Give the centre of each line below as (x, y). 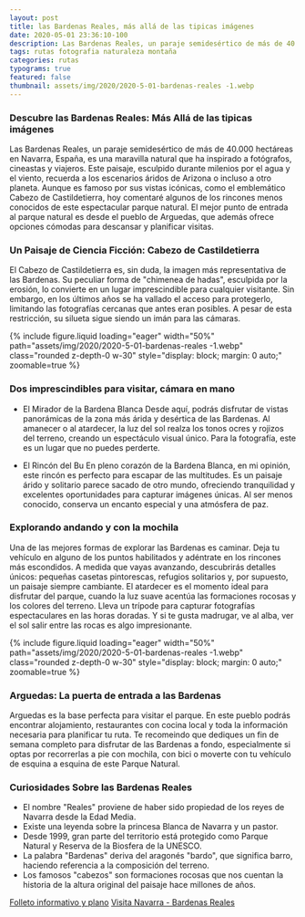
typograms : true (40, 69)
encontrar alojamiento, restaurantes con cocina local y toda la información (149, 725)
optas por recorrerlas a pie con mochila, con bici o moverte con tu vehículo (150, 755)
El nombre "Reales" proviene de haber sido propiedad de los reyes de (153, 808)
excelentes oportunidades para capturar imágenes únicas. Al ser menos (158, 495)
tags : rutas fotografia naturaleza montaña (93, 52)
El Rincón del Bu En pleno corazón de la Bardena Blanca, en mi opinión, (157, 465)
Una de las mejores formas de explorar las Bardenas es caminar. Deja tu (145, 547)
